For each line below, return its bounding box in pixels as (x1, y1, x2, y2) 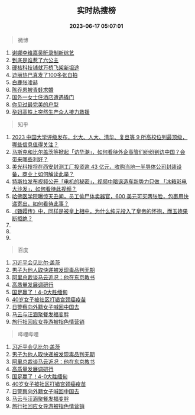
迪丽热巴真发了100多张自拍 (11, 71, 78, 78)
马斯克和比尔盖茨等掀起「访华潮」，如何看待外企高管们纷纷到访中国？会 (11, 148, 186, 155)
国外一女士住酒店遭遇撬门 (11, 94, 74, 101)
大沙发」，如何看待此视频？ (11, 185, 77, 192)
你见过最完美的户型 (11, 101, 59, 108)
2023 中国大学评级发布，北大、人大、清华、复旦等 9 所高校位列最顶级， (11, 133, 188, 140)
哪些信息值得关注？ (11, 141, 59, 148)
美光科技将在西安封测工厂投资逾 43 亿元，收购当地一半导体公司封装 (11, 163, 177, 170)
